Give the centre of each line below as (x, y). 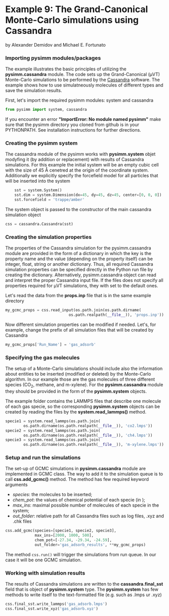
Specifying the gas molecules (43, 357)
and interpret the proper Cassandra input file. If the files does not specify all (84, 280)
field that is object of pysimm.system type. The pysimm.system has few (82, 589)
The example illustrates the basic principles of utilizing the (66, 69)
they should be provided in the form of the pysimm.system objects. (76, 391)
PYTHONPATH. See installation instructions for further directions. (73, 130)
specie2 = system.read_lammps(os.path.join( (53, 430)
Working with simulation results (45, 573)
